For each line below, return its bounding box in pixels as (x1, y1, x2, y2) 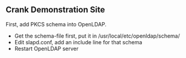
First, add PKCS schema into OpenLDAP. (5, 20, 107, 28)
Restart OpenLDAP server (14, 45, 79, 52)
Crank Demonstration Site (5, 5, 105, 15)
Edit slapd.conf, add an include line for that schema (14, 38, 143, 45)
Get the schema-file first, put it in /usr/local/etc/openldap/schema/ (14, 32, 181, 39)
